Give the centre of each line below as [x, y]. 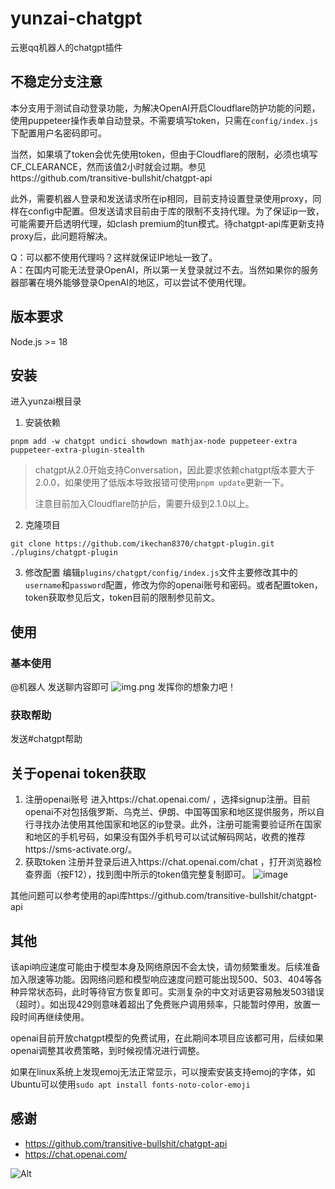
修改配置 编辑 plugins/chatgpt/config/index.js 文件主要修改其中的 [161, 573]
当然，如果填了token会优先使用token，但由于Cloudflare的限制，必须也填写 [164, 154]
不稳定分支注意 [56, 82]
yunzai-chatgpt [76, 18]
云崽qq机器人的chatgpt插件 [66, 47]
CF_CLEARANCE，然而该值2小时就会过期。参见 [108, 166]
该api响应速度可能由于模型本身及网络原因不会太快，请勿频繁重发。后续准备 [165, 966]
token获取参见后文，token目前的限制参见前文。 [122, 598]
